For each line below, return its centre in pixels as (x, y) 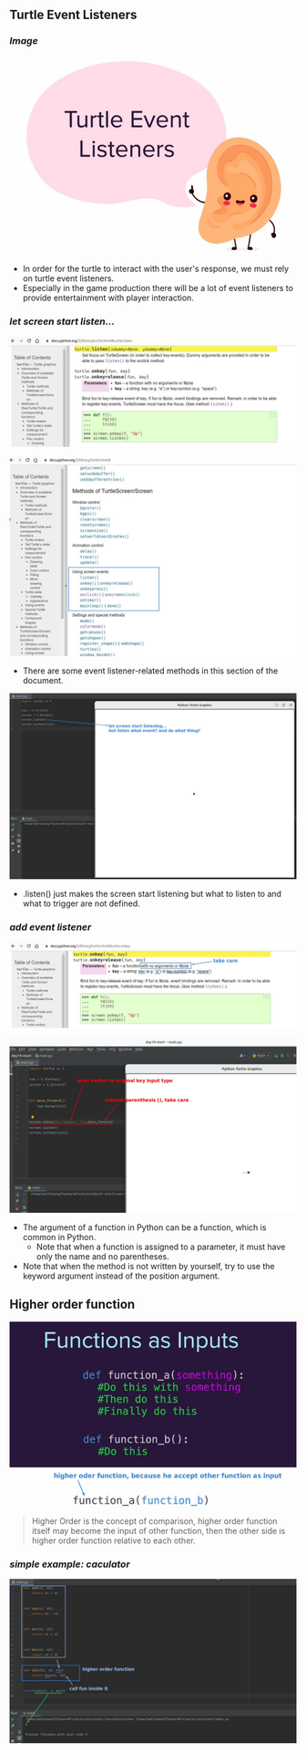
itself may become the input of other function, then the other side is (158, 1530)
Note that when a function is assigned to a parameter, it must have (161, 1247)
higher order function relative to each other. (113, 1540)
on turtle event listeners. (68, 278)
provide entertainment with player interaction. (108, 298)
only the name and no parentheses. (103, 1256)
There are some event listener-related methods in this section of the (150, 671)
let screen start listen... (62, 321)
